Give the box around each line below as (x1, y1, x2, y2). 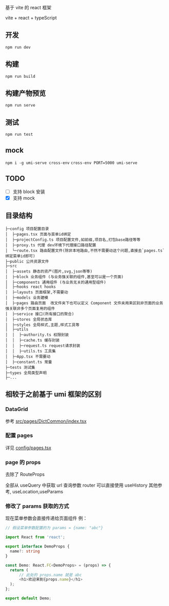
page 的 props (5, 458, 41, 466)
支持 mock (12, 195, 35, 201)
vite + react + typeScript (5, 15, 57, 20)
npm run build (5, 74, 36, 79)
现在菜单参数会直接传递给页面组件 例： (5, 515, 88, 521)
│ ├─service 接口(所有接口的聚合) (5, 311, 74, 317)
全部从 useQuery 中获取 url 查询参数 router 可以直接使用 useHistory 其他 (5, 482, 158, 488)
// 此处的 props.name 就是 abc (18, 572, 82, 577)
